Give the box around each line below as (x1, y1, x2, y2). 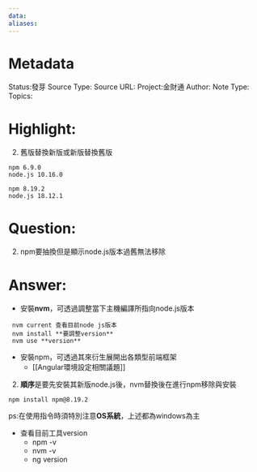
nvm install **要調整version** (11, 330, 114, 338)
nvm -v (32, 446, 57, 456)
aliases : (8, 19, 38, 28)
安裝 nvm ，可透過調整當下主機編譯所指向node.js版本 (19, 303, 195, 313)
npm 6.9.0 (8, 164, 42, 172)
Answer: (8, 276, 67, 294)
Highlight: (8, 119, 77, 138)
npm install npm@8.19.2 (8, 396, 89, 404)
